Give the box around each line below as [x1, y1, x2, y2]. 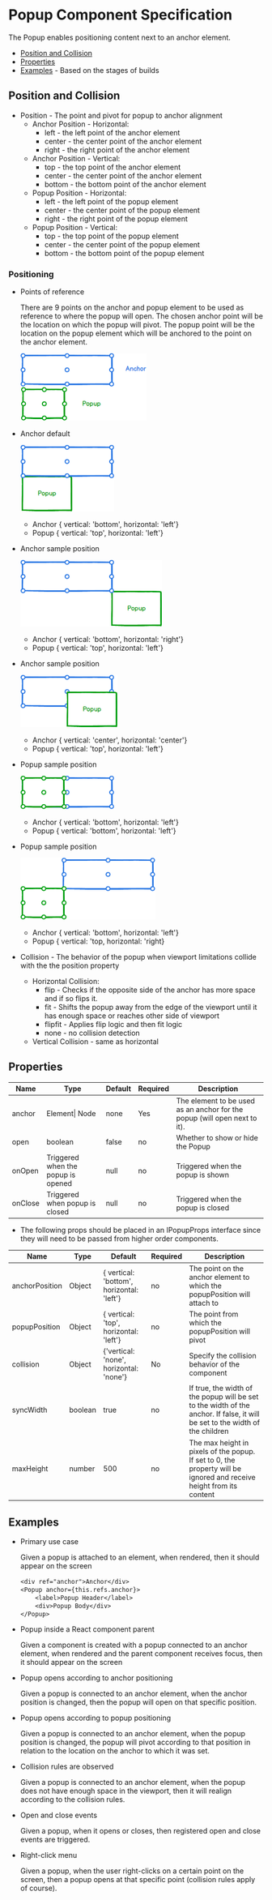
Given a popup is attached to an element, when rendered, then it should [19, 1552, 260, 1562]
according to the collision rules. [19, 1794, 125, 1804]
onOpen [11, 1166, 39, 1175]
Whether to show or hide [176, 1132, 259, 1142]
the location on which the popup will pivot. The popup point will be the [19, 320, 255, 330]
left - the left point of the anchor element [44, 127, 181, 137]
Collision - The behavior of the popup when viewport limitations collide [19, 952, 257, 962]
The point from [189, 1309, 239, 1319]
